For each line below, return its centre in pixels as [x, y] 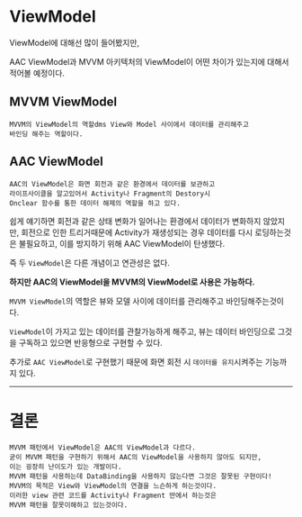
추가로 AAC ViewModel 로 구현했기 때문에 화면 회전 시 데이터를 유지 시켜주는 [136, 361]
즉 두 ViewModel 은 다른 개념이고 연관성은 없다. [90, 262]
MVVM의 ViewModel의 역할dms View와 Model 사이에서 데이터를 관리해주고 [129, 124]
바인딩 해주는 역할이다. [46, 134]
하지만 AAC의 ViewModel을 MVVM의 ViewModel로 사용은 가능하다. [132, 282]
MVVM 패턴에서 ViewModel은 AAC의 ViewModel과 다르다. [102, 448]
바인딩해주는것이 [255, 301]
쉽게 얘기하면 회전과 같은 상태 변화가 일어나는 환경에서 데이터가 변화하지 [135, 221]
